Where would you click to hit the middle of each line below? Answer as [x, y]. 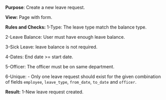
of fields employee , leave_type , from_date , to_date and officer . [71, 82]
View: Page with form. [29, 17]
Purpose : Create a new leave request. [45, 7]
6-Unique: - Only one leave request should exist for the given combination [83, 77]
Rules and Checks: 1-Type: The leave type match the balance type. [76, 27]
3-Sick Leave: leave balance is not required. [51, 47]
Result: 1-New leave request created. [45, 92]
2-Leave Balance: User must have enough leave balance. [65, 37]
